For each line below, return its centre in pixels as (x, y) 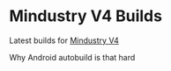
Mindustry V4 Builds (86, 16)
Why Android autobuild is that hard (72, 57)
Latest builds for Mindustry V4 (64, 40)
